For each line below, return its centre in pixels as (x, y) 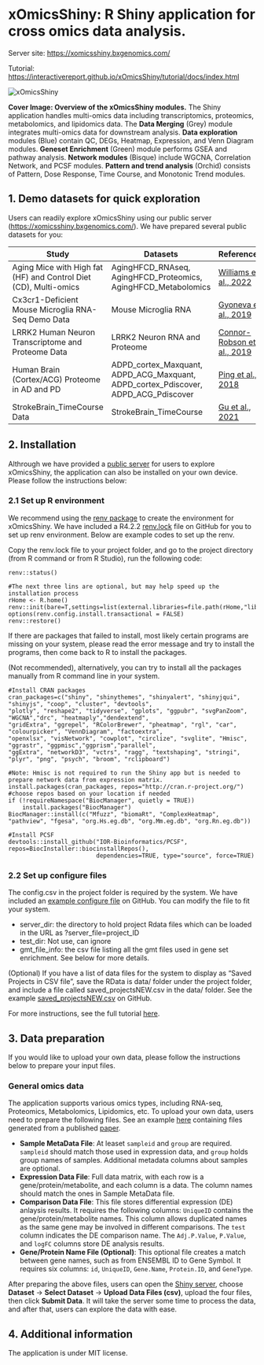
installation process (44, 593)
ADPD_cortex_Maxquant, (157, 364)
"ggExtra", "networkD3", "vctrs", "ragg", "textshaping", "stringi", (125, 752)
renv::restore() (35, 621)
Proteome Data (40, 352)
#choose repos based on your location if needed (89, 793)
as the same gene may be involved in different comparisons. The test (132, 1227)
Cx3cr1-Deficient (45, 299)
